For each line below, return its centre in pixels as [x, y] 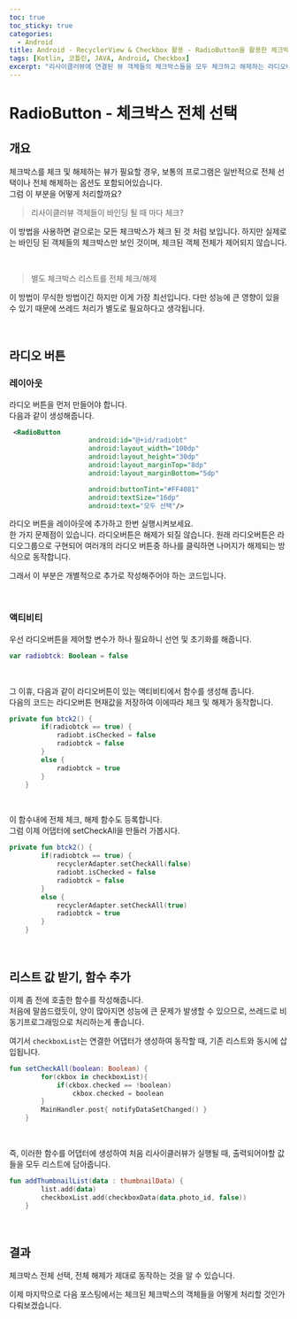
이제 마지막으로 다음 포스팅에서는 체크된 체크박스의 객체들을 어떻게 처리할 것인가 [147, 1294]
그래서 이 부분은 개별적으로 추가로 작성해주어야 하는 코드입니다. [118, 575]
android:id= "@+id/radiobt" [138, 440]
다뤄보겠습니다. [35, 1306]
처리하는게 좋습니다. [109, 1022]
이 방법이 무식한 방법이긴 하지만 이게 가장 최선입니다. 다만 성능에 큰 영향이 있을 [145, 297]
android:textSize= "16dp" [133, 498]
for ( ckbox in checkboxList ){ [95, 1076]
